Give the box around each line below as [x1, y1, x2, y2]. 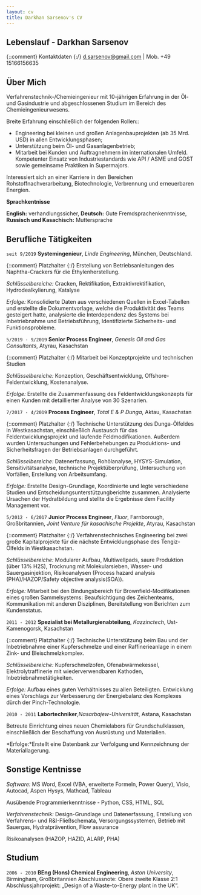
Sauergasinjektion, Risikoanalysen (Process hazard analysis [6, 569, 156, 576]
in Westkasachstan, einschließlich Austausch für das [6, 426, 138, 434]
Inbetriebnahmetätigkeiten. [6, 674, 74, 681]
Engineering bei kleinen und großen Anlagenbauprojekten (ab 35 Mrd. [15, 130, 189, 137]
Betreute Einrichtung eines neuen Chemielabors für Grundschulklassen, [6, 722, 185, 729]
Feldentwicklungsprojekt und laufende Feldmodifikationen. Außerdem [6, 433, 180, 440]
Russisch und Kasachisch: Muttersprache [6, 216, 113, 224]
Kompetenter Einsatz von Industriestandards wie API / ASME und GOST [15, 155, 194, 163]
